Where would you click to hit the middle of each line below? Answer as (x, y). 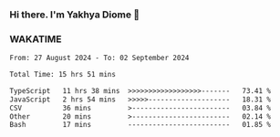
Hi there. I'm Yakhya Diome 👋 (75, 15)
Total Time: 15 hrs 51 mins (63, 75)
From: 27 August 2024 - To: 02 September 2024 (99, 58)
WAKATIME (36, 38)
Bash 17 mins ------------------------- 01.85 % (140, 125)
